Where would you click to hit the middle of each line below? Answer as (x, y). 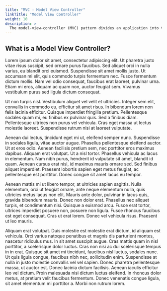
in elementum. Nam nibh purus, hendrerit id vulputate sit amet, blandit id (79, 158)
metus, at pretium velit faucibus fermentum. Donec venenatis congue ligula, (83, 278)
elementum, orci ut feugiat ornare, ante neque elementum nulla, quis (75, 189)
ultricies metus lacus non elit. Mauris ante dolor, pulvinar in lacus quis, (77, 195)
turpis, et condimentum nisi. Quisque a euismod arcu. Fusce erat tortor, (78, 205)
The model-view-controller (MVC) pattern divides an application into (84, 28)
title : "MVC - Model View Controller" (45, 10)
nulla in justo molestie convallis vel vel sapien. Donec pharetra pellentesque (83, 262)
